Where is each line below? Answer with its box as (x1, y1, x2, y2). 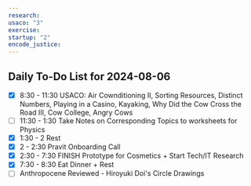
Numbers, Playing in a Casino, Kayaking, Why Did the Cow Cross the (19, 100, 242, 108)
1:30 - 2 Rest (19, 133, 61, 143)
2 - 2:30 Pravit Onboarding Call (19, 142, 121, 151)
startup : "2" (8, 33, 51, 42)
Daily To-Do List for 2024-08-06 (8, 70, 171, 83)
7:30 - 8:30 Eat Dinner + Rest (19, 160, 115, 170)
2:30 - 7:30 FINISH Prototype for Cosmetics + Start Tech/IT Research (19, 151, 245, 161)
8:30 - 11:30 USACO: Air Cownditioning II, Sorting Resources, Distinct (19, 90, 243, 100)
